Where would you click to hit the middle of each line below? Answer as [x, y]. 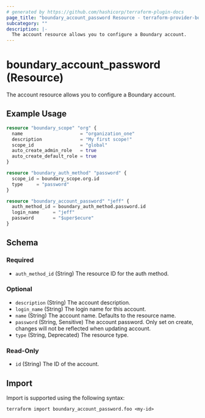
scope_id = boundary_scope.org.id [56, 178]
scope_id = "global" [60, 145]
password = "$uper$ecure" [53, 218]
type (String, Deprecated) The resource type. [72, 335]
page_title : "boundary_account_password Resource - [73, 18]
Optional [19, 289]
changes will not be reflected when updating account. [83, 328]
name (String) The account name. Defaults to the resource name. [95, 315]
